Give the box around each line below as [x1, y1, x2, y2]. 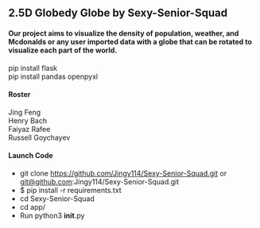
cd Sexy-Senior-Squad [19, 194, 95, 203]
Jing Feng [8, 107, 41, 117]
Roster [8, 90, 31, 99]
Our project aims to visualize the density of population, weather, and [8, 28, 239, 38]
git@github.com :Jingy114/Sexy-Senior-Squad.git [19, 177, 180, 186]
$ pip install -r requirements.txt [19, 186, 122, 195]
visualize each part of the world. [8, 45, 118, 55]
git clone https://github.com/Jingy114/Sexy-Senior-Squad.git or [19, 168, 227, 178]
